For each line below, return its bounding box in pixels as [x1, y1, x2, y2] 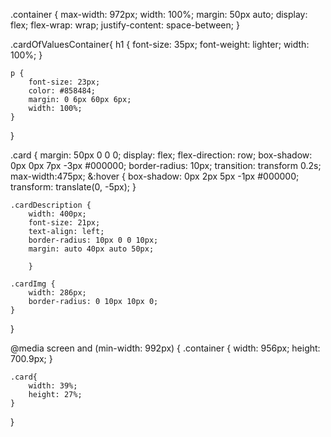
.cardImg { [10, 279, 56, 289]
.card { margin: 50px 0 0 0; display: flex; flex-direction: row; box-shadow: [10, 149, 313, 161]
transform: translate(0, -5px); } [10, 181, 137, 193]
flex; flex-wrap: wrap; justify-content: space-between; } [10, 19, 240, 31]
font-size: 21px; [28, 218, 101, 228]
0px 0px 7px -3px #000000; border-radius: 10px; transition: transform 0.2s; [10, 160, 322, 171]
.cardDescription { [10, 200, 92, 210]
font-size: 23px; [28, 77, 101, 87]
